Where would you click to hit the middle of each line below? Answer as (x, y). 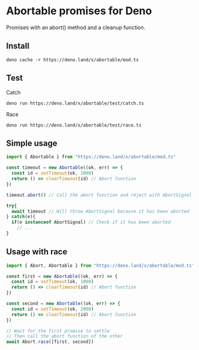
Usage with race (37, 252)
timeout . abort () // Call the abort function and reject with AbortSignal (99, 195)
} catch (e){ (21, 217)
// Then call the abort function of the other (65, 336)
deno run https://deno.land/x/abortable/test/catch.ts (75, 103)
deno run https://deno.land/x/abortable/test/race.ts (74, 125)
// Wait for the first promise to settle (58, 331)
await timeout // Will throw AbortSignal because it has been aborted (100, 211)
